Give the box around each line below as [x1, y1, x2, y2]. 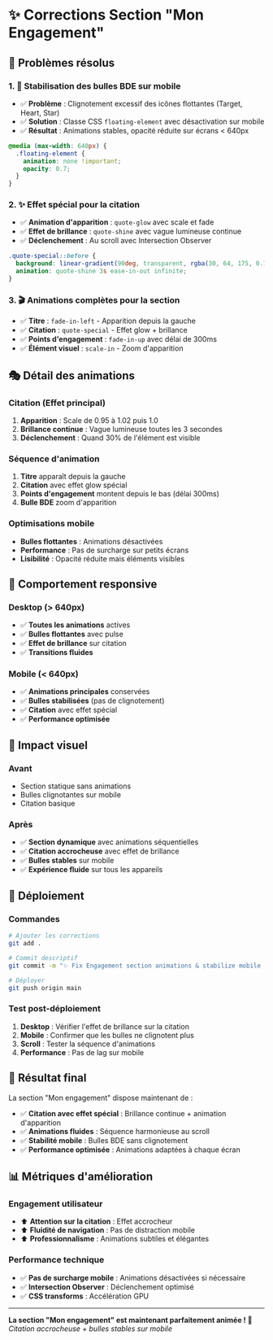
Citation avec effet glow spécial [19, 480, 128, 490]
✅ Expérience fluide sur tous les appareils [19, 865, 163, 875]
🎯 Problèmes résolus [8, 55, 115, 70]
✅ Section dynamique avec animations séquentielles [19, 837, 199, 847]
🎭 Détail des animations [8, 369, 136, 382]
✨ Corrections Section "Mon [8, 6, 205, 24]
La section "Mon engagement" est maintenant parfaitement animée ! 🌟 [8, 1315, 253, 1325]
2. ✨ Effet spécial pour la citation [8, 199, 141, 211]
